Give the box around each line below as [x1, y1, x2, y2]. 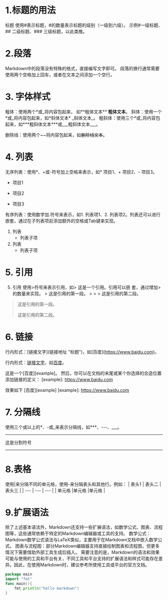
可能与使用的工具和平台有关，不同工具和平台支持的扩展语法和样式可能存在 [5, 555, 158, 562]
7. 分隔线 [5, 406, 40, 418]
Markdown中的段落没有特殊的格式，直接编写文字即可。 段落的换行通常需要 [5, 65, 160, 71]
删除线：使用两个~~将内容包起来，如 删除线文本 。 [5, 131, 107, 138]
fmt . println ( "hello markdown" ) [14, 586, 79, 591]
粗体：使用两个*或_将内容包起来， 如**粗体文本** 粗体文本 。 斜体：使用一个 [5, 108, 162, 114]
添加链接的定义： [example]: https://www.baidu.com [5, 376, 113, 382]
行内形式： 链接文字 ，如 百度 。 [5, 359, 66, 365]
